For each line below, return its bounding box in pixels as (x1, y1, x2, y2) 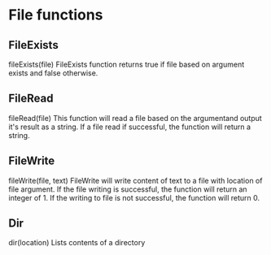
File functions (8, 6, 103, 24)
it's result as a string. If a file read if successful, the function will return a (8, 122, 251, 132)
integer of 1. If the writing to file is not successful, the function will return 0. (8, 192, 260, 202)
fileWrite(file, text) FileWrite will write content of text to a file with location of (8, 175, 263, 185)
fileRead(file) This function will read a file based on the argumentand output (8, 113, 262, 123)
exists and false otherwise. (8, 68, 98, 78)
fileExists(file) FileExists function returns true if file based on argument (8, 59, 245, 69)
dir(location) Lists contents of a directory (8, 238, 146, 248)
